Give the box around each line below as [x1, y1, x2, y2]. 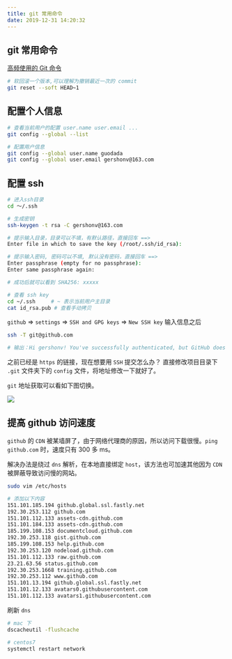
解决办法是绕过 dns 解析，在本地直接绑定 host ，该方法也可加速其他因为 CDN [7, 460, 223, 468]
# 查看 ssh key [7, 291, 49, 298]
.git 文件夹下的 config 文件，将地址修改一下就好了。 [7, 366, 160, 375]
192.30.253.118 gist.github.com [7, 534, 101, 541]
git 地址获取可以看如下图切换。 [7, 381, 98, 390]
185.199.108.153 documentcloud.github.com [7, 527, 132, 535]
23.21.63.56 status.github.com [7, 560, 98, 567]
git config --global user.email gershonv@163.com [7, 156, 155, 164]
